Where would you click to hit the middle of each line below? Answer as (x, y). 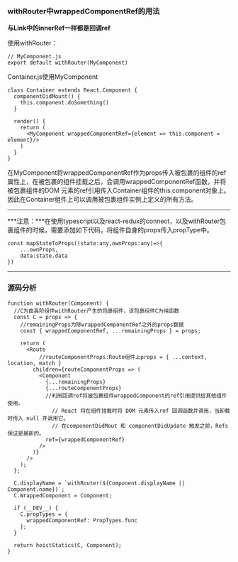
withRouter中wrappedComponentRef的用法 (84, 11)
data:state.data (44, 256)
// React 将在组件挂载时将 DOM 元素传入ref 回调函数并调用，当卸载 (141, 411)
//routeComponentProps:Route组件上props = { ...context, (123, 357)
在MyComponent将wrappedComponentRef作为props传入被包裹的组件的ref (117, 173)
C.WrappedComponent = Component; (63, 495)
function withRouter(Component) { (58, 303)
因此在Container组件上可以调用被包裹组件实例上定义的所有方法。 (102, 200)
